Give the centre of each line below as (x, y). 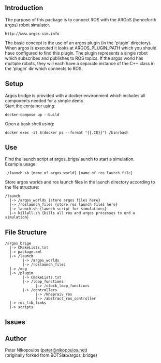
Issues (15, 322)
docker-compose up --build (32, 115)
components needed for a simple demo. (45, 100)
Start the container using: (30, 106)
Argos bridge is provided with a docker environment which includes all (75, 95)
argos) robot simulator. (28, 25)
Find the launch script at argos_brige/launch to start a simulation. (70, 159)
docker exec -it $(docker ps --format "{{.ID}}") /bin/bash (67, 132)
